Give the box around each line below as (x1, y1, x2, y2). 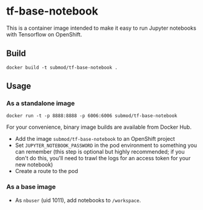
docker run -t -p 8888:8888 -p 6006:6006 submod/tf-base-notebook (6, 113, 178, 119)
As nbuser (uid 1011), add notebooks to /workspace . (15, 196, 141, 204)
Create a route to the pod (15, 168, 79, 175)
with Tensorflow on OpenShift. (6, 30, 82, 38)
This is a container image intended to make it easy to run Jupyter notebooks (6, 24, 197, 32)
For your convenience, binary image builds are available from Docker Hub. (6, 123, 192, 131)
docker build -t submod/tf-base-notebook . (6, 64, 118, 70)
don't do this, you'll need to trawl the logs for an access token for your (15, 155, 191, 162)
